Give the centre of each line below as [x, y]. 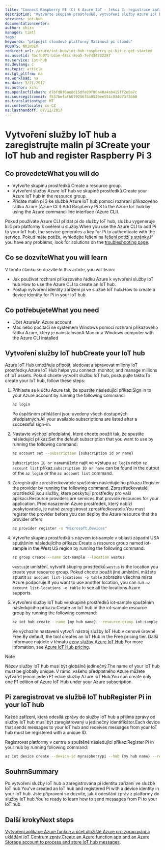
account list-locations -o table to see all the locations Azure [76, 587]
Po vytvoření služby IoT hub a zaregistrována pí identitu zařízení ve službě [80, 784]
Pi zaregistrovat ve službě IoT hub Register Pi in [79, 697]
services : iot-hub [24, 19]
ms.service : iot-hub [26, 60]
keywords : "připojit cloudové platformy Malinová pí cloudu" [69, 42]
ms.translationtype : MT [29, 101]
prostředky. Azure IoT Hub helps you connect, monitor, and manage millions [81, 370]
